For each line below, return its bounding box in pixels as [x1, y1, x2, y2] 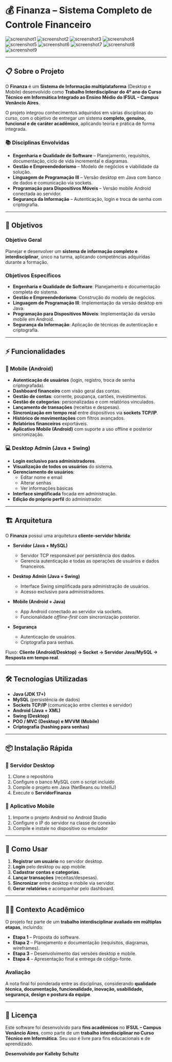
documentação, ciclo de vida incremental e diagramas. [12, 158, 129, 164]
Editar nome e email [20, 474, 62, 481]
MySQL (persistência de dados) [12, 696, 80, 702]
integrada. [5, 126, 27, 132]
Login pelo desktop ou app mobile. [12, 864, 87, 870]
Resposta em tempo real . [5, 654, 60, 660]
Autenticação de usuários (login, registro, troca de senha [12, 377, 135, 383]
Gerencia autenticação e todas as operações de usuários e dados [20, 557, 160, 564]
